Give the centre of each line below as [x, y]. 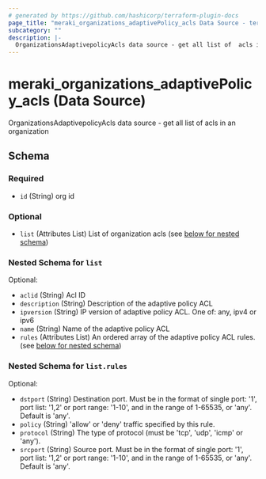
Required [26, 179]
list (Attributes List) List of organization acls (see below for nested [129, 234]
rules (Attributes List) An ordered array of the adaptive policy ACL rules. [137, 337]
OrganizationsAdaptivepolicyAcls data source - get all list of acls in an [122, 123]
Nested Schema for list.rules [68, 367]
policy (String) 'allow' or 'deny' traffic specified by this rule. [117, 424]
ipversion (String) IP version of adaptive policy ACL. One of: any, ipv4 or [138, 312]
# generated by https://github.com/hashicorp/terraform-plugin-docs [123, 15]
